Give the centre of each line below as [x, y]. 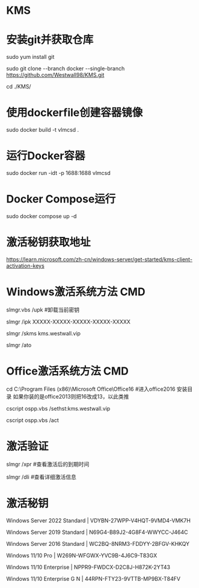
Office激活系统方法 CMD [68, 371]
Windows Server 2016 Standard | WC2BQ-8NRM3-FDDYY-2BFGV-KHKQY [98, 544]
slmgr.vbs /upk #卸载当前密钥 [43, 310]
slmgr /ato [19, 345]
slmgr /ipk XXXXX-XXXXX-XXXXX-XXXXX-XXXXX [69, 322]
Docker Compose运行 [61, 199]
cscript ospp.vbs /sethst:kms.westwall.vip [58, 408]
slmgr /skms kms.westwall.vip [44, 333]
